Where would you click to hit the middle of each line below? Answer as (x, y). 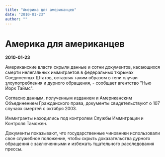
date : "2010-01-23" (25, 14)
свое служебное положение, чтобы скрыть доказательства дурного (78, 139)
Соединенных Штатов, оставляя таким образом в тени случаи (72, 78)
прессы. (14, 149)
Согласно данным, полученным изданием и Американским (69, 98)
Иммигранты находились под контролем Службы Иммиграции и (75, 118)
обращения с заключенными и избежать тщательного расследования (80, 144)
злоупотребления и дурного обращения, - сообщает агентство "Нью (78, 83)
